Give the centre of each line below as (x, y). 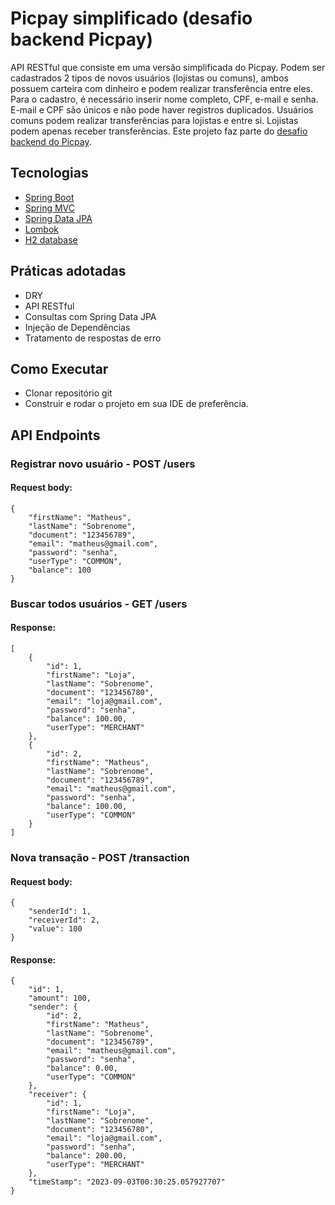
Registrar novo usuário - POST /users (103, 464)
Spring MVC (50, 208)
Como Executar (59, 368)
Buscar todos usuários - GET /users (99, 604)
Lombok (42, 229)
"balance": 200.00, (87, 1156)
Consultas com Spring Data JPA (90, 316)
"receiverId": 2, (64, 920)
